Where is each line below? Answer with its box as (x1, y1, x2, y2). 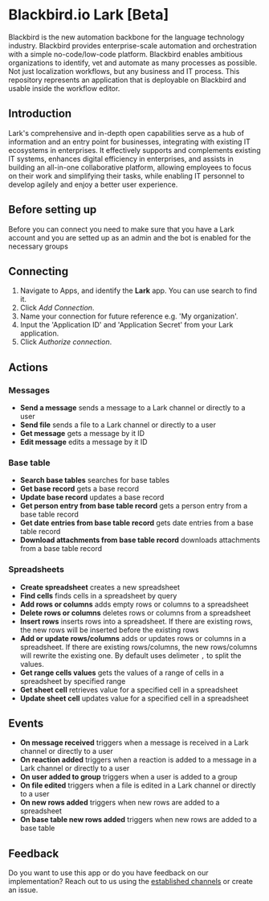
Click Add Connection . (19, 303, 95, 313)
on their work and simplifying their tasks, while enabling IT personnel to (8, 171, 245, 180)
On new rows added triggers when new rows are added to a (19, 798, 220, 808)
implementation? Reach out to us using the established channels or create (8, 877, 254, 887)
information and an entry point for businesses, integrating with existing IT (8, 137, 251, 146)
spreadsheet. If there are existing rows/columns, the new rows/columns (19, 642, 258, 652)
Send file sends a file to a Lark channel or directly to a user (19, 420, 217, 430)
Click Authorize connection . (19, 337, 112, 347)
